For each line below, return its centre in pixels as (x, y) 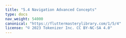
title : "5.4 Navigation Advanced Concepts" (51, 10)
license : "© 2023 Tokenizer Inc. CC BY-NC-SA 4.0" (59, 28)
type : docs (16, 14)
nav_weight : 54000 (24, 19)
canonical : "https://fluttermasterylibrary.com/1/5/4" (63, 23)
